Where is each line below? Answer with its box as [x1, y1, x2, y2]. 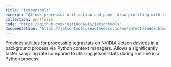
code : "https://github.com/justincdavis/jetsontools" [5, 21, 122, 27]
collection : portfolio [5, 17, 53, 22]
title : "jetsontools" [5, 7, 51, 13]
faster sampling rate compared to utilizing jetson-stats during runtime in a [5, 51, 160, 57]
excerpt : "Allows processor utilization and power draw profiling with [5, 12, 160, 17]
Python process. [5, 56, 40, 62]
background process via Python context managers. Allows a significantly [5, 45, 158, 51]
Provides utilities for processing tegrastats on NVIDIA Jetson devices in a [5, 40, 159, 46]
